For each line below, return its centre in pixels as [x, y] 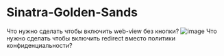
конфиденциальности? [39, 45]
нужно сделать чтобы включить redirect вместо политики [91, 38]
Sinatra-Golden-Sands [72, 12]
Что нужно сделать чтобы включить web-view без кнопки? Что [112, 31]
